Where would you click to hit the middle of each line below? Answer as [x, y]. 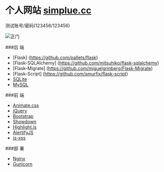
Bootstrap [23, 116]
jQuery [20, 111]
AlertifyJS [23, 132]
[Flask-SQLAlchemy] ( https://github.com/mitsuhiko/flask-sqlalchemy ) [86, 63]
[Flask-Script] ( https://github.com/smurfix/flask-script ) [70, 73]
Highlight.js [25, 127]
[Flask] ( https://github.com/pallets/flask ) [55, 57]
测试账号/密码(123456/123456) [38, 26]
